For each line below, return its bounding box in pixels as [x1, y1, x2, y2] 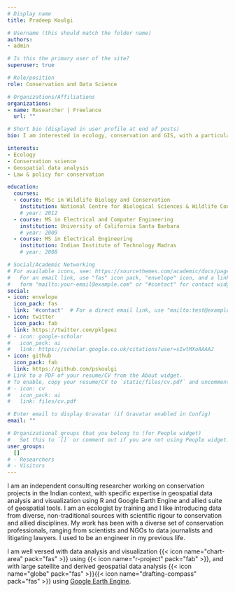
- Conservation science [7, 158, 77, 165]
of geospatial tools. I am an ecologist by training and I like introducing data [7, 504, 222, 512]
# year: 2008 [20, 249, 58, 256]
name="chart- [184, 547, 225, 556]
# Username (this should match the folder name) [7, 29, 152, 36]
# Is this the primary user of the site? [7, 55, 130, 62]
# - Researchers [7, 456, 55, 463]
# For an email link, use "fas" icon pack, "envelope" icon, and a [7, 274, 215, 281]
